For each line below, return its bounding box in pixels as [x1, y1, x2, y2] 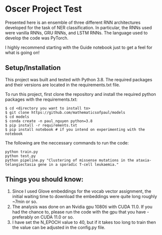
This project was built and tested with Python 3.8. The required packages [5, 76, 153, 82]
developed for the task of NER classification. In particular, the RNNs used [5, 24, 152, 30]
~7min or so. [12, 199, 38, 204]
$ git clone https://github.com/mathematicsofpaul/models [5, 110, 125, 115]
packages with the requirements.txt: [5, 96, 78, 102]
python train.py [5, 149, 38, 154]
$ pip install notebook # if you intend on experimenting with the [5, 127, 145, 132]
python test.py [5, 153, 36, 159]
